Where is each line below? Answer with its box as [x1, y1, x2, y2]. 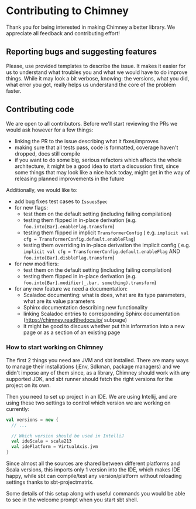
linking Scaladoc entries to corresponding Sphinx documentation [23, 310, 180, 317]
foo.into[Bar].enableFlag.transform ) [23, 223, 115, 230]
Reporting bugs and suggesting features [6, 47, 157, 57]
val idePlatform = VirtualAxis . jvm [11, 444, 98, 450]
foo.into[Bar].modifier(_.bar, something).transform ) [23, 279, 157, 286]
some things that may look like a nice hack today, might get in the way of [14, 168, 190, 176]
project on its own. [6, 382, 51, 389]
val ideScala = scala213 [11, 439, 72, 444]
